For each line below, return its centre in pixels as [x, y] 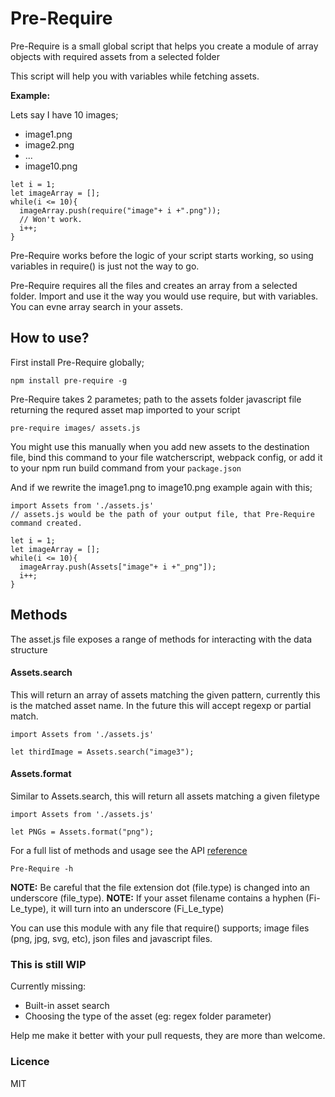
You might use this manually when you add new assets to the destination [160, 446]
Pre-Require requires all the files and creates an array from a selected [154, 285]
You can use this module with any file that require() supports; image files [160, 928]
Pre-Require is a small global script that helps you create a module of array [164, 46]
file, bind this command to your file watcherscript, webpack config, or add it [166, 457]
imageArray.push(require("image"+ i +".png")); [120, 210]
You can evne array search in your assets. [97, 306]
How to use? [50, 338]
